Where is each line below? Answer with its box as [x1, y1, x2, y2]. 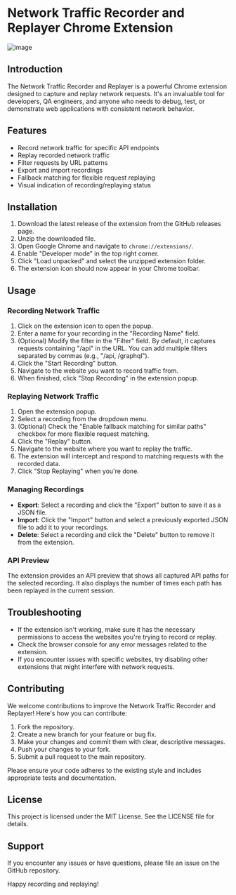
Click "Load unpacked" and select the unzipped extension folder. [17, 257, 206, 265]
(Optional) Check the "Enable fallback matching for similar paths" [17, 423, 206, 431]
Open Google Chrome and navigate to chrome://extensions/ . [17, 242, 194, 251]
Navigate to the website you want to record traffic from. [17, 366, 179, 375]
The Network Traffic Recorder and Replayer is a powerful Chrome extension [7, 82, 227, 91]
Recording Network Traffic [7, 305, 100, 315]
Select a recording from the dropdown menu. [17, 415, 148, 423]
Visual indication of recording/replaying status [17, 180, 151, 189]
